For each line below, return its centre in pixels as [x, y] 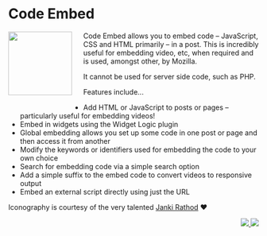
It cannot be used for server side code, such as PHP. [169, 76]
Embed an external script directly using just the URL [105, 192]
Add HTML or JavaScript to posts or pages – [156, 107]
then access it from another [65, 141]
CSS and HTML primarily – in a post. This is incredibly [171, 44]
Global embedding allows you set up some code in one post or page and [139, 133]
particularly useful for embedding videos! [87, 115]
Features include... [114, 91]
